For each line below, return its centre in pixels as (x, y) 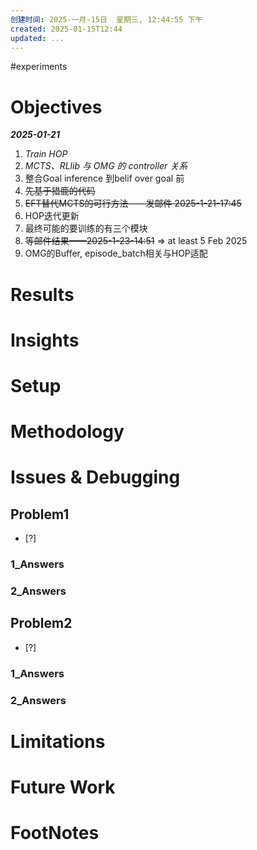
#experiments (39, 67)
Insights (45, 340)
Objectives (56, 107)
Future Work (63, 787)
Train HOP (46, 154)
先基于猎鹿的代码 (60, 191)
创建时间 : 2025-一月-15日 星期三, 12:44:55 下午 (106, 19)
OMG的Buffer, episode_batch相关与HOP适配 (116, 253)
